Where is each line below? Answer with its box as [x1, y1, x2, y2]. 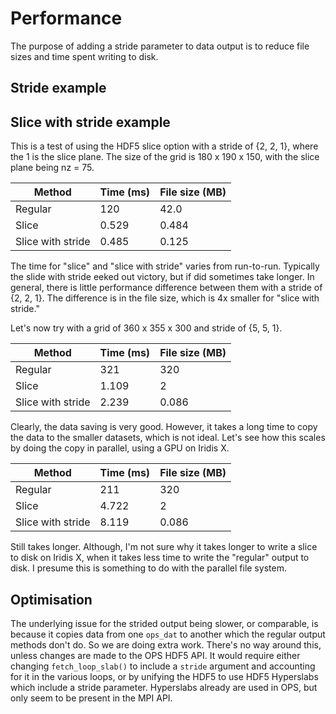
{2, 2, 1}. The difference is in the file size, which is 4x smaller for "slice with [10, 292, 320, 304]
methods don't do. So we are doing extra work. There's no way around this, [10, 638, 322, 651]
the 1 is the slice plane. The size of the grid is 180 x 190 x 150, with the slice [10, 151, 320, 163]
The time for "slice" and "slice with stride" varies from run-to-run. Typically [10, 260, 320, 272]
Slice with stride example [10, 113, 171, 131]
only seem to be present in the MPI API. [10, 692, 173, 704]
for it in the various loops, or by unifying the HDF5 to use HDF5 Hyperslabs [10, 670, 319, 682]
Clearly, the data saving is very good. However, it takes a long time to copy [10, 421, 318, 433]
